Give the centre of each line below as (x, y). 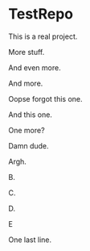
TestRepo (41, 14)
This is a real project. (43, 36)
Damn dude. (29, 145)
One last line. (30, 240)
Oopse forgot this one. (45, 98)
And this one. (30, 115)
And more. (26, 83)
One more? (27, 130)
